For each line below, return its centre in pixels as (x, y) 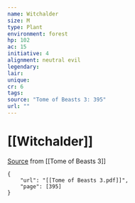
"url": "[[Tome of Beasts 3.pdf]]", (75, 180)
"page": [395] (41, 186)
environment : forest (38, 34)
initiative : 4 (28, 54)
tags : (15, 93)
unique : (19, 80)
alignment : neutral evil (44, 60)
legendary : (23, 67)
